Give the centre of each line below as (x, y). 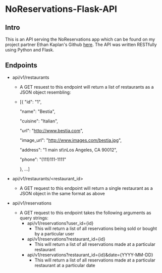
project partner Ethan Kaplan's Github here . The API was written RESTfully (81, 45)
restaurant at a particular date (65, 265)
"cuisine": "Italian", (39, 121)
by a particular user (54, 233)
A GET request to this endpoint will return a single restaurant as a (86, 188)
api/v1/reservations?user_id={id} (60, 223)
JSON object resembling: (45, 92)
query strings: (34, 218)
